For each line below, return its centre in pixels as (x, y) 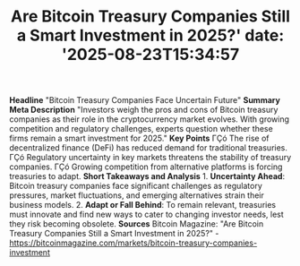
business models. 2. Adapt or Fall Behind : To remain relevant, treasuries (142, 205)
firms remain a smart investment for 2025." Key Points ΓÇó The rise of (139, 138)
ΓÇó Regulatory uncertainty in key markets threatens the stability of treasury (150, 158)
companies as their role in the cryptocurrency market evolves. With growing (149, 119)
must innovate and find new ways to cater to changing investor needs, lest (146, 215)
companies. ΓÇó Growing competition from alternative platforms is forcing (146, 167)
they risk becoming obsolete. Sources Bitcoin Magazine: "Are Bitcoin (137, 224)
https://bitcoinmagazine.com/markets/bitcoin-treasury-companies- (133, 243)
